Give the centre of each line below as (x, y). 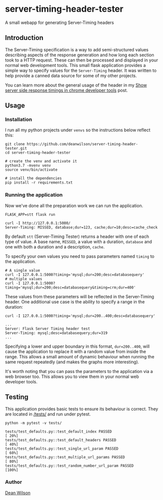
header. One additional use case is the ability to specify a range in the (75, 302)
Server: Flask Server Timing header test (48, 329)
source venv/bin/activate (31, 170)
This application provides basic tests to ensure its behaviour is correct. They (81, 409)
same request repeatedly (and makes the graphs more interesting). (72, 362)
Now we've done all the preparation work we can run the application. (74, 206)
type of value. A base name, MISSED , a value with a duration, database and (79, 241)
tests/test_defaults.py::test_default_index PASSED (58, 431)
